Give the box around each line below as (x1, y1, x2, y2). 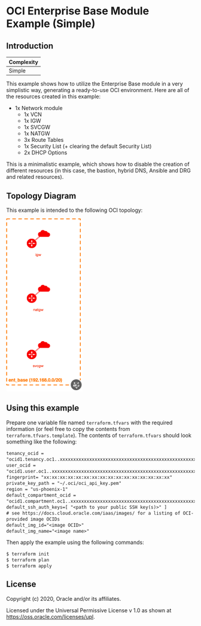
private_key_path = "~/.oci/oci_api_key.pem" (6, 480, 121, 486)
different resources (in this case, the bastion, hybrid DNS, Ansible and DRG (6, 167, 191, 174)
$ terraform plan (6, 557, 50, 563)
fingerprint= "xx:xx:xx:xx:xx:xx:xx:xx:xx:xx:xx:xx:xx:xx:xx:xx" (6, 474, 172, 480)
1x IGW (23, 117, 41, 124)
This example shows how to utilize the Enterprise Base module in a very (6, 80, 184, 87)
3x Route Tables (23, 136, 64, 144)
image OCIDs (30, 516, 60, 522)
